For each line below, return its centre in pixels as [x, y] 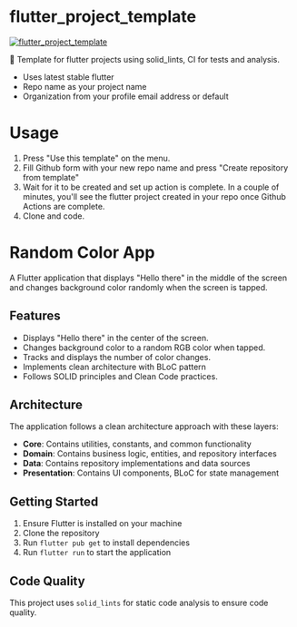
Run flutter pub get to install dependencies [106, 543]
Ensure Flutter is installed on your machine [102, 524]
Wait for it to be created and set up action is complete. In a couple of [151, 187]
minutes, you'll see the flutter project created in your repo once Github [154, 196]
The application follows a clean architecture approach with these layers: [144, 426]
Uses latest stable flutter [69, 77]
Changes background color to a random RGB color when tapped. [144, 348]
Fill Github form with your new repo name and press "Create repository [155, 167]
